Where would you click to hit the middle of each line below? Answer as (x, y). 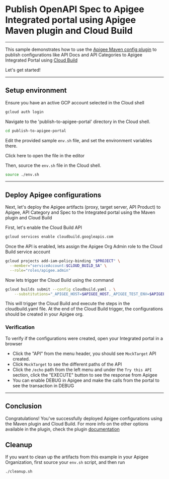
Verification (20, 327)
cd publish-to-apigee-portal (36, 131)
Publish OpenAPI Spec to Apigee (75, 9)
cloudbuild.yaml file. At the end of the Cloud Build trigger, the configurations (84, 309)
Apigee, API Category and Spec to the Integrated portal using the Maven (80, 212)
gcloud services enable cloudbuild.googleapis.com (59, 237)
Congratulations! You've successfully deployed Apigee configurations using (84, 418)
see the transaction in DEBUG (43, 385)
